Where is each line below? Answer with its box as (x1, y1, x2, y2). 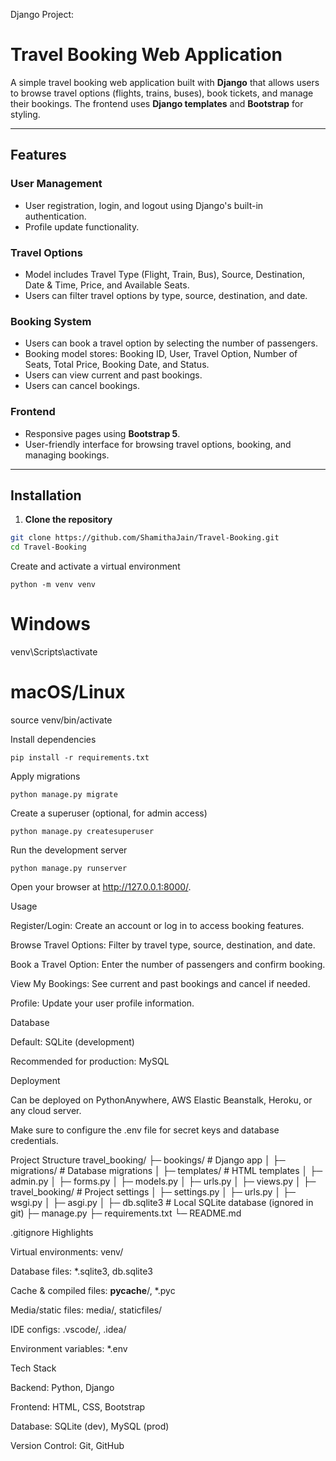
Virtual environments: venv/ (10, 1245, 124, 1258)
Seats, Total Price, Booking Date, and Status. (24, 359, 210, 371)
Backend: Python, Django (10, 1381, 115, 1393)
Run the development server (10, 844, 128, 856)
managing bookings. (24, 449, 110, 461)
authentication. (24, 210, 87, 222)
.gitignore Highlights (10, 1226, 94, 1238)
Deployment (10, 1074, 61, 1086)
